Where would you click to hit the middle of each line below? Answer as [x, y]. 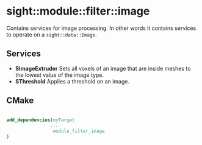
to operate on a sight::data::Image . [52, 34]
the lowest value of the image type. [60, 75]
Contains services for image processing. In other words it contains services [101, 28]
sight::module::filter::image [78, 11]
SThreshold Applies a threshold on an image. [72, 81]
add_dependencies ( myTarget [41, 120]
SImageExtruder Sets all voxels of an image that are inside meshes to [103, 68]
